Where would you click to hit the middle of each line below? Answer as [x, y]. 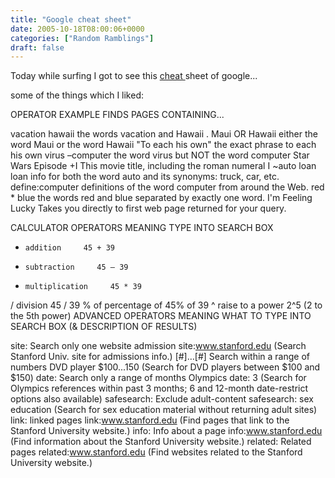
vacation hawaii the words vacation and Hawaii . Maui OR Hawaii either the [164, 134]
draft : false [37, 47]
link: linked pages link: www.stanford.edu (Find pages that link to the [150, 420]
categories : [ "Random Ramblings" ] [82, 38]
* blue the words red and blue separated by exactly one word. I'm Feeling [161, 198]
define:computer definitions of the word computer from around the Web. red [167, 187]
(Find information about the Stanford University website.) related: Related [161, 442]
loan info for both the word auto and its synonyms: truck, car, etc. [145, 177]
